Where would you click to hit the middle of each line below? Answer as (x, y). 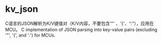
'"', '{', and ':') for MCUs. (30, 35)
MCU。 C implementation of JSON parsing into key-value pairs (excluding (81, 29)
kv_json (22, 9)
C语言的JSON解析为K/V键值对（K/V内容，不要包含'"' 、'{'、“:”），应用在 (79, 23)
